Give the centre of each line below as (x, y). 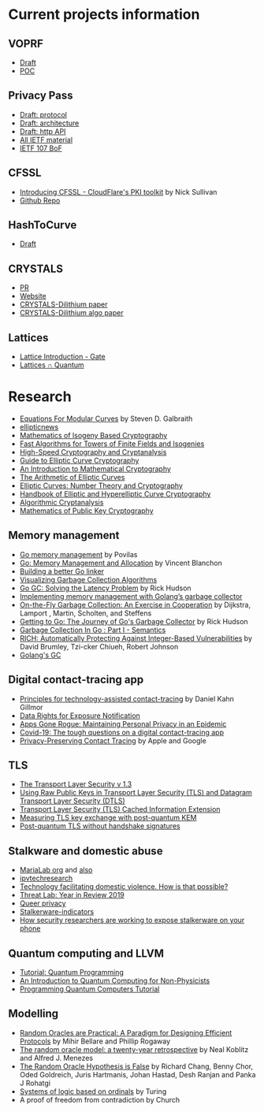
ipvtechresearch (46, 878)
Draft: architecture (49, 123)
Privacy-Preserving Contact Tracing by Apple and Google (113, 740)
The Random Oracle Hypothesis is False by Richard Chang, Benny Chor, (136, 1066)
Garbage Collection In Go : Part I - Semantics (93, 630)
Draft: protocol (43, 114)
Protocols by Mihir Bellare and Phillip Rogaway (95, 1041)
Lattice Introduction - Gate (62, 357)
